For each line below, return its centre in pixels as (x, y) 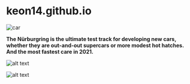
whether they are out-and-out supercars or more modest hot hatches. (95, 45)
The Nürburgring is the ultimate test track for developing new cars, (91, 39)
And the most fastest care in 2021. (50, 51)
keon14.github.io (49, 11)
